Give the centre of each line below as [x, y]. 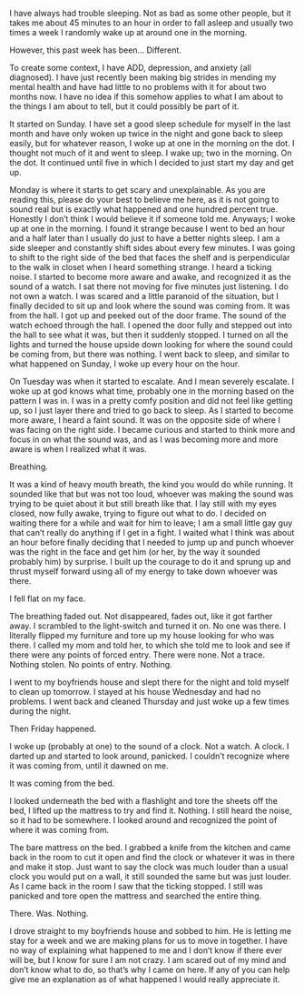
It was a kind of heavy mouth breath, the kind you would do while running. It [151, 484]
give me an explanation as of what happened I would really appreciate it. [145, 979]
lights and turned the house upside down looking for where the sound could [151, 344]
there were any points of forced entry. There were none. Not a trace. [137, 655]
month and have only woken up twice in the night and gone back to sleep [147, 134]
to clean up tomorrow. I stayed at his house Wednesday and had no [135, 692]
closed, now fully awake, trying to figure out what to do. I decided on [138, 513]
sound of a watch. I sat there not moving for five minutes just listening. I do [149, 286]
